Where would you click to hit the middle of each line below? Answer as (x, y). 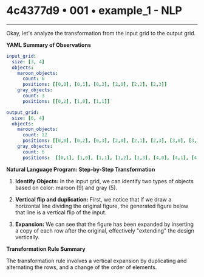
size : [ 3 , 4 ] (28, 61)
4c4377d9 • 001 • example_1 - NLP (94, 11)
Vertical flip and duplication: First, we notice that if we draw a (93, 199)
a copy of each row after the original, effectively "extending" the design (104, 230)
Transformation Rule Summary (46, 249)
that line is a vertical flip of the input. (61, 212)
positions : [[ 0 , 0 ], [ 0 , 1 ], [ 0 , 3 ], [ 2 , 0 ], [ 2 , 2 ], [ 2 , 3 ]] (94, 85)
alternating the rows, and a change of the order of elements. (82, 267)
